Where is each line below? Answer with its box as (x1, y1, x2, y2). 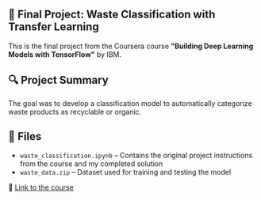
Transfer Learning (8, 21, 99, 34)
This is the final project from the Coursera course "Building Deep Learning (8, 41, 254, 51)
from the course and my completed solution (19, 159, 163, 168)
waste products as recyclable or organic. (8, 107, 142, 116)
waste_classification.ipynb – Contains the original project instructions (19, 151, 253, 160)
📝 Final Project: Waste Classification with (8, 8, 216, 21)
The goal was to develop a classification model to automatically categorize (8, 98, 252, 108)
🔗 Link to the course (8, 183, 74, 192)
